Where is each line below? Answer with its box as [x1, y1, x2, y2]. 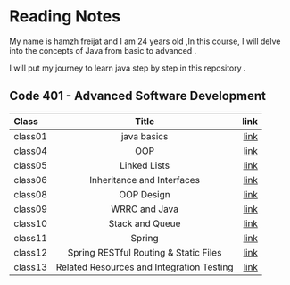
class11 [13, 231, 47, 244]
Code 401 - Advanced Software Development [9, 88, 266, 104]
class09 [13, 203, 47, 215]
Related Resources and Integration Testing [55, 261, 234, 273]
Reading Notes [9, 6, 121, 27]
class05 [13, 159, 47, 172]
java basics [120, 130, 169, 142]
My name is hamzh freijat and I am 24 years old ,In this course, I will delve [9, 36, 281, 46]
